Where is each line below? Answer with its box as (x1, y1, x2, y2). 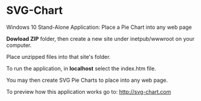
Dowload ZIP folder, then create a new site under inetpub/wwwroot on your (6, 35, 195, 42)
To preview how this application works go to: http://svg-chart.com (6, 88, 171, 95)
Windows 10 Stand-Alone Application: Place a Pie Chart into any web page (6, 23, 192, 31)
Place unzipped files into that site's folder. (6, 53, 111, 60)
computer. (6, 41, 32, 49)
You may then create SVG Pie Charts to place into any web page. (6, 76, 168, 84)
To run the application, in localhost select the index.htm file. (6, 64, 156, 72)
